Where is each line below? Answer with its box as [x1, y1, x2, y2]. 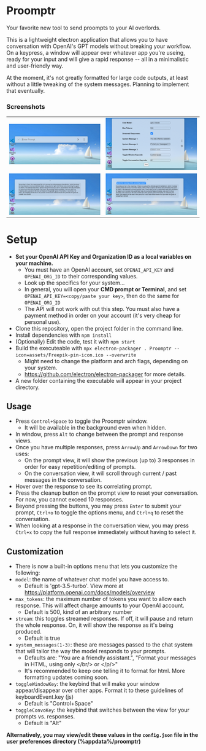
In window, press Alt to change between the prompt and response [15, 431, 184, 438]
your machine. [15, 259, 53, 267]
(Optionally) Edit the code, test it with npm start [15, 337, 135, 345]
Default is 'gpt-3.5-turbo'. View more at [24, 582, 124, 590]
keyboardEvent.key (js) [15, 693, 74, 701]
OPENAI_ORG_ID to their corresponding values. [24, 272, 138, 280]
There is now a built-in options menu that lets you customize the [15, 563, 178, 570]
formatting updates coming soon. [24, 674, 109, 681]
